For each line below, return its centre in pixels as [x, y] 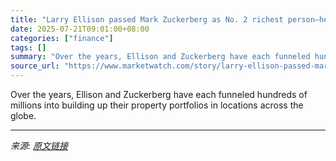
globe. [23, 115]
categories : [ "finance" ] [62, 38]
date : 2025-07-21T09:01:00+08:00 [80, 29]
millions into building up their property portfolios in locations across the [157, 105]
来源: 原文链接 [39, 145]
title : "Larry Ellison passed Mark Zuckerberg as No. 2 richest [147, 19]
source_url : [35, 66]
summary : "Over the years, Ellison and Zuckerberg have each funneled [160, 57]
